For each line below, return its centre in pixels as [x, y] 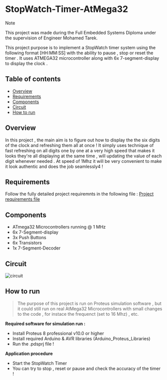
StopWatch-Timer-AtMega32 [67, 9]
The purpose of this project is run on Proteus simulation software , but [89, 303]
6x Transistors [27, 243]
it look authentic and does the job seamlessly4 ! [54, 166]
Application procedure [29, 353]
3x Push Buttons [29, 238]
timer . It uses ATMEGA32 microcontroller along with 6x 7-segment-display [82, 58]
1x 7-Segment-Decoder [36, 248]
